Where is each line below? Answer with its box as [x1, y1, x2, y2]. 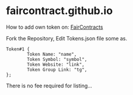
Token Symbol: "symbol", [27, 56, 87, 62]
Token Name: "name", [27, 51, 77, 57]
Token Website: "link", [27, 62, 85, 67]
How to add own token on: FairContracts [6, 23, 103, 30]
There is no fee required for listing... [6, 82, 92, 89]
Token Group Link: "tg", [27, 66, 87, 73]
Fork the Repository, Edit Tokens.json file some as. [6, 35, 127, 42]
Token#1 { [6, 46, 30, 52]
